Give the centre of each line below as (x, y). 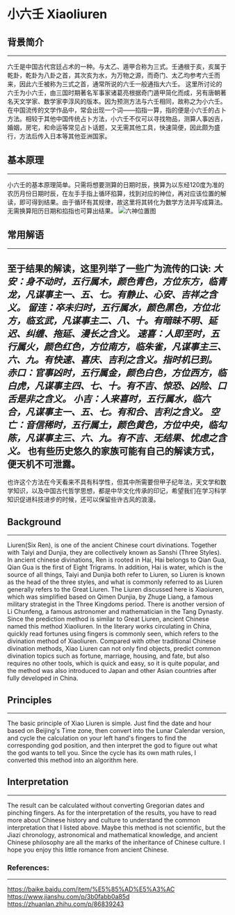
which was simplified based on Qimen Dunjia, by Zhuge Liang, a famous (110, 597)
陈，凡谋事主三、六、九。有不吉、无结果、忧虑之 (112, 438)
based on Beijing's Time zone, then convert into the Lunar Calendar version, (116, 731)
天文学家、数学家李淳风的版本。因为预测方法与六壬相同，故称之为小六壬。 (120, 101)
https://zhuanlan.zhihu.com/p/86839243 (66, 904)
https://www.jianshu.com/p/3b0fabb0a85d (68, 897)
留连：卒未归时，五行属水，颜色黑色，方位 (119, 308)
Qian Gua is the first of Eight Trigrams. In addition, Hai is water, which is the (115, 567)
